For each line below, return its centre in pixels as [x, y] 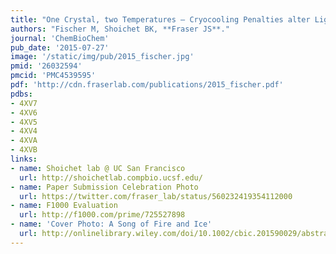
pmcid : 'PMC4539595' [53, 76]
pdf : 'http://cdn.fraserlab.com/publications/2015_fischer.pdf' [147, 85]
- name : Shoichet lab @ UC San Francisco [98, 168]
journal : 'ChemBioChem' [60, 38]
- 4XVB [24, 150]
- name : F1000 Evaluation [64, 206]
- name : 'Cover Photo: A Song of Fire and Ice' [111, 224]
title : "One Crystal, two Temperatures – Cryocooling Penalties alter [160, 19]
